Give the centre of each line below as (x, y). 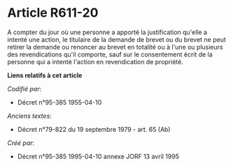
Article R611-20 (53, 13)
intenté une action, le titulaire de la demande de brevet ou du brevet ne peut (116, 39)
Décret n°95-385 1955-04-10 (59, 102)
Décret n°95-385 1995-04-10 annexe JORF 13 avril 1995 (98, 156)
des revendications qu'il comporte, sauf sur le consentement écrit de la (110, 54)
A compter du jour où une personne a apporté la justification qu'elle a (107, 32)
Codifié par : (24, 89)
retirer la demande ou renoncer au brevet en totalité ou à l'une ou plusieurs (115, 47)
